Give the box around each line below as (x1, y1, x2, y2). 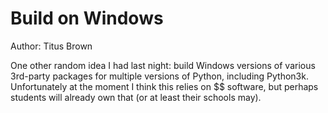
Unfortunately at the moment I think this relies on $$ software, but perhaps (10, 80, 319, 92)
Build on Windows (10, 7, 164, 30)
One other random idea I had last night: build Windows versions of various (10, 59, 316, 71)
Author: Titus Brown (10, 40, 93, 52)
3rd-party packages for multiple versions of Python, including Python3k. (10, 70, 309, 82)
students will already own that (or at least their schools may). (10, 91, 262, 103)
